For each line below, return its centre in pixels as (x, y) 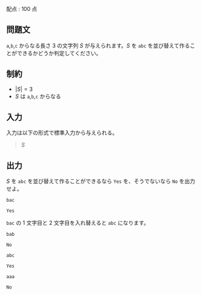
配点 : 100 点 (22, 9)
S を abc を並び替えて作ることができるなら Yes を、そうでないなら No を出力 (101, 181)
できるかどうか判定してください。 (59, 53)
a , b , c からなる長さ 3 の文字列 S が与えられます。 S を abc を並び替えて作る (98, 45)
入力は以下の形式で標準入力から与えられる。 (62, 133)
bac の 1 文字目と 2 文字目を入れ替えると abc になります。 (78, 223)
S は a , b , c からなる (38, 96)
